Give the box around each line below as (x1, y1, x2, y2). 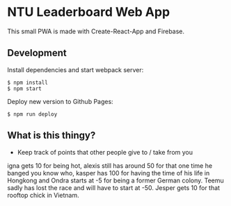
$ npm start (7, 85, 42, 92)
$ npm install (7, 79, 49, 86)
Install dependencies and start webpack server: (7, 65, 144, 74)
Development (7, 47, 67, 59)
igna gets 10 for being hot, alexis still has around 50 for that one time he (7, 161, 213, 170)
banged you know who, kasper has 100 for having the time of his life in (7, 169, 210, 177)
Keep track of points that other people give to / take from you (17, 148, 193, 156)
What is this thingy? (7, 130, 96, 141)
